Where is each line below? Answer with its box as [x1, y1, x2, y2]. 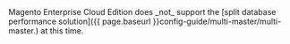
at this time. [40, 26, 84, 36]
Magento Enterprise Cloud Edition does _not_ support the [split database [8, 7, 277, 17]
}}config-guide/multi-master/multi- [152, 16, 282, 26]
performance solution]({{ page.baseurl [8, 16, 151, 26]
